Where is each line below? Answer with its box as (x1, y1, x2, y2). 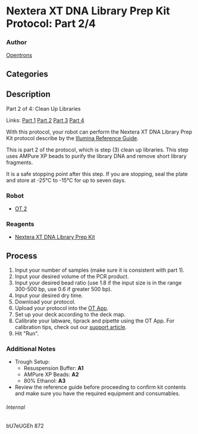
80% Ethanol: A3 (23, 377, 66, 385)
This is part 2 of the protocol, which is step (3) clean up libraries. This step (6, 146, 189, 153)
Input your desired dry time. (14, 292, 83, 299)
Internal (6, 404, 26, 411)
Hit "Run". (14, 330, 39, 337)
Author (6, 38, 27, 46)
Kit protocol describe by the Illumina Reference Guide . (6, 134, 139, 141)
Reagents (6, 219, 34, 228)
